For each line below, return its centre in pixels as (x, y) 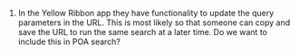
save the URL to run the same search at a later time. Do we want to (142, 32)
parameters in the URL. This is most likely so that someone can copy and (154, 22)
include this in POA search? (69, 41)
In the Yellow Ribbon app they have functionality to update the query (146, 13)
